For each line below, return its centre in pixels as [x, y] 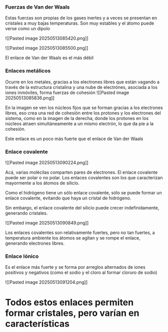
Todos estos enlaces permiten [69, 303]
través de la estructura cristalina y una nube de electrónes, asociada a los [81, 87]
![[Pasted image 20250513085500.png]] [47, 48]
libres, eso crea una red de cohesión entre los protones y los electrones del [83, 113]
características [37, 324]
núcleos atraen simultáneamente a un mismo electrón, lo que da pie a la [79, 124]
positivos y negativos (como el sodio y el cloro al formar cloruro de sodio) [81, 273]
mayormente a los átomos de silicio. [42, 183]
